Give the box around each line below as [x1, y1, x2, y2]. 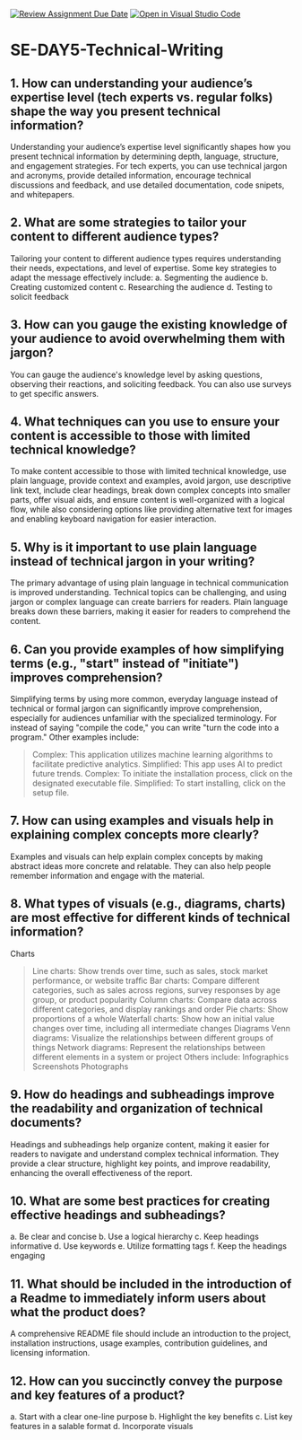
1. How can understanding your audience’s [10, 75, 254, 91]
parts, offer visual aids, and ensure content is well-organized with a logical [10, 495, 285, 505]
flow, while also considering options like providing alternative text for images [10, 504, 293, 515]
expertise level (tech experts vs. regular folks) [10, 90, 273, 105]
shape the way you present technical [10, 103, 220, 119]
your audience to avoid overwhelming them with [10, 331, 286, 347]
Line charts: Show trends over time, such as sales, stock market [31, 965, 268, 976]
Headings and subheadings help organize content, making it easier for [10, 1138, 270, 1149]
